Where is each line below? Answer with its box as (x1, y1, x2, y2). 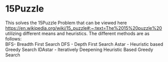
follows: (5, 36, 22, 42)
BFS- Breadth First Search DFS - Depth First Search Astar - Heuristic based (5, 41, 163, 47)
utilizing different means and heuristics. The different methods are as (5, 30, 150, 36)
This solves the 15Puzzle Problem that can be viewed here (5, 20, 127, 26)
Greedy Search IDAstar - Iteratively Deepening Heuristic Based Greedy (5, 46, 153, 52)
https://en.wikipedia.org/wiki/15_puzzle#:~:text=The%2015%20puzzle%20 (5, 25, 162, 31)
